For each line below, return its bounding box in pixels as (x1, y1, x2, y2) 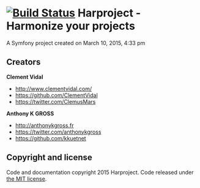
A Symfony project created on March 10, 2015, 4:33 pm (6, 39, 146, 46)
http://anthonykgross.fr (15, 121, 74, 129)
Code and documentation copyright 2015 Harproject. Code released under (6, 168, 194, 176)
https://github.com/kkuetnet (15, 134, 87, 142)
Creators (6, 57, 41, 67)
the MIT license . (6, 175, 47, 183)
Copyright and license (6, 153, 93, 163)
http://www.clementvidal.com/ (15, 85, 92, 92)
